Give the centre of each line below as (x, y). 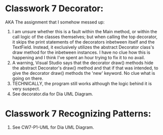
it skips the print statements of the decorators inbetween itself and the (83, 42)
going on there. (27, 78)
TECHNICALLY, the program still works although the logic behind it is (82, 83)
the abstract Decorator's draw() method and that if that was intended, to (85, 68)
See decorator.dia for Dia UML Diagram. (53, 94)
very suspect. (26, 89)
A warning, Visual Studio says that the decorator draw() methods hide (83, 63)
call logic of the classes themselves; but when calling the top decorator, (85, 37)
